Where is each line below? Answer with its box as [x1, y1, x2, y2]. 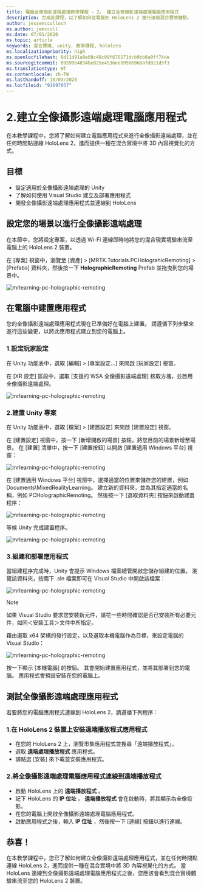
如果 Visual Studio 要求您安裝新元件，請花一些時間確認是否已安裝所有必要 [6, 611, 191, 619]
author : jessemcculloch [6, 20, 67, 26]
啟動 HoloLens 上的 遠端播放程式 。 [15, 787, 104, 794]
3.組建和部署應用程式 [6, 552, 69, 560]
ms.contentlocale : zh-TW [6, 71, 69, 77]
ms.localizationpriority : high [6, 49, 86, 55]
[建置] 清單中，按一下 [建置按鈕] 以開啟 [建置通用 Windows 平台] [25, 443, 186, 451]
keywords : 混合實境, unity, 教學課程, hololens [6, 43, 121, 49]
